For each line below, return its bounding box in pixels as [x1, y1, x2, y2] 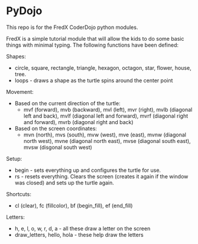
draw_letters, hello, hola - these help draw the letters [14, 231, 144, 238]
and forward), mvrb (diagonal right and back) [23, 118, 134, 125]
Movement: [6, 88, 34, 95]
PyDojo [6, 4, 43, 18]
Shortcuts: [6, 190, 31, 197]
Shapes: [6, 53, 27, 60]
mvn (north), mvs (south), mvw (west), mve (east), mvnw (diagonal [23, 131, 186, 138]
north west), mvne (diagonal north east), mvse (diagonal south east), [23, 137, 191, 144]
